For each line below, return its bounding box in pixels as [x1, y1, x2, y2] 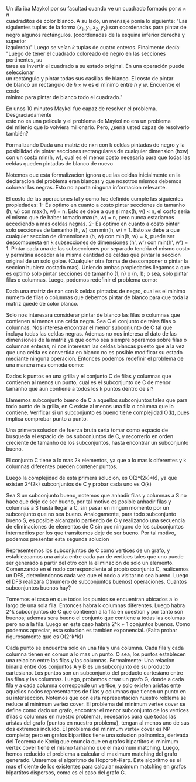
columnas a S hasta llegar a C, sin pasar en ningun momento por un [6, 504, 170, 511]
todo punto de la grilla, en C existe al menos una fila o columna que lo [6, 402, 174, 409]
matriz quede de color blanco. [6, 300, 79, 307]
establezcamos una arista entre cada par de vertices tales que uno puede [6, 553, 184, 560]
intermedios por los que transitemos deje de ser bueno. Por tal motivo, [6, 529, 176, 536]
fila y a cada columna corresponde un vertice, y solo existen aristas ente [6, 682, 181, 689]
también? [6, 130, 29, 137]
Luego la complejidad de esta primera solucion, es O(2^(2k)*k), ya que [6, 474, 177, 481]
